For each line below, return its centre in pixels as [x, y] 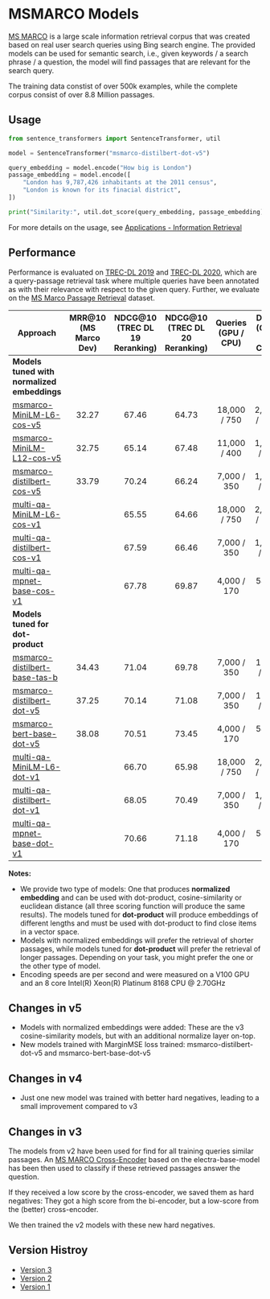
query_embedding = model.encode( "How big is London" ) [100, 167]
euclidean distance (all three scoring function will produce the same [132, 905]
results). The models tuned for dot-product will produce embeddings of [139, 914]
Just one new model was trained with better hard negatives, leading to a [139, 1098]
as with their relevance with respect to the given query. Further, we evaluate [134, 289]
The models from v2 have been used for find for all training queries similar [131, 1151]
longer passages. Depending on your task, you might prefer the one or [137, 957]
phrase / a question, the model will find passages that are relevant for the [129, 62]
